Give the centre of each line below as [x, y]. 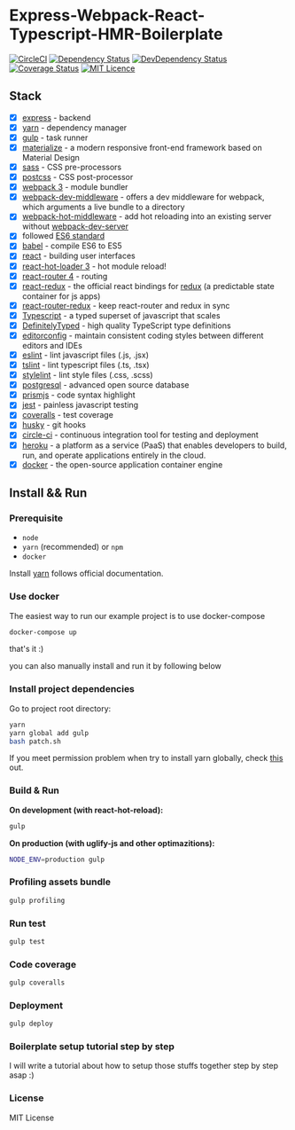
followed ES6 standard [63, 236]
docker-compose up [43, 632]
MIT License [32, 1118]
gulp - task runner [55, 137]
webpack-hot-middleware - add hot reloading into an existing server [147, 216]
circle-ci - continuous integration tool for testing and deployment [140, 435]
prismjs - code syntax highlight [78, 395]
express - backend [56, 117]
